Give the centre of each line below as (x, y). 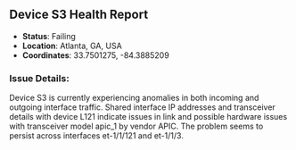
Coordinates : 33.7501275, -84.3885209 (95, 55)
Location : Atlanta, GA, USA (72, 46)
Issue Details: (39, 78)
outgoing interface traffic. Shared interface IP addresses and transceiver (143, 107)
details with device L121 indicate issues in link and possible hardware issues (148, 117)
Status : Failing (49, 36)
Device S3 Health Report (79, 15)
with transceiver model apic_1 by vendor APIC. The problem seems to (136, 126)
